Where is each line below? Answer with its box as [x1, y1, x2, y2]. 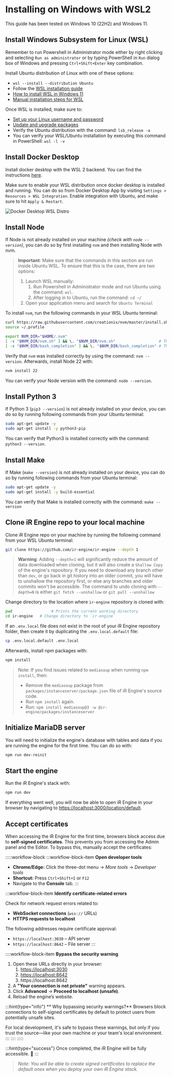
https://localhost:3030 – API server [12, 935, 91, 942]
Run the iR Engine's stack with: [5, 780, 71, 786]
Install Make [5, 456, 45, 464]
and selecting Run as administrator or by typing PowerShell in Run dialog [5, 54, 160, 61]
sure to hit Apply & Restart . [5, 198, 64, 204]
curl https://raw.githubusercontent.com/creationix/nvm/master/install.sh [5, 320, 168, 325]
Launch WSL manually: [25, 278, 74, 284]
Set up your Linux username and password [12, 116, 104, 122]
